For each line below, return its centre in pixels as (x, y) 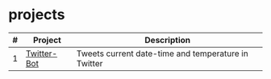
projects (37, 15)
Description (168, 40)
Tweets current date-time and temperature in (162, 53)
